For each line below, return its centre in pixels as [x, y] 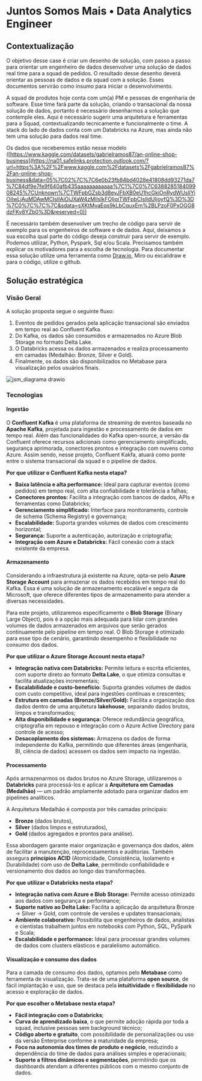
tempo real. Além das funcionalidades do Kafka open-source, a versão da [98, 435]
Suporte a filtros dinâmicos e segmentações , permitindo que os [95, 1060]
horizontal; [28, 529]
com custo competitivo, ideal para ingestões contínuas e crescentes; [100, 694]
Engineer [29, 24]
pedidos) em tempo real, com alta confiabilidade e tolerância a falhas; [101, 491]
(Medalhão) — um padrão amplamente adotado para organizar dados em [97, 791]
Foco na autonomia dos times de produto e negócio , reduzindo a [96, 1047]
